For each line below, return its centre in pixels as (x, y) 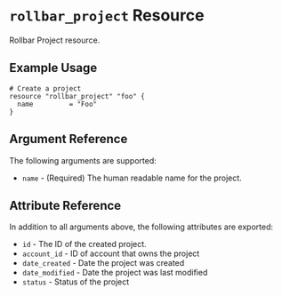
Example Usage (53, 68)
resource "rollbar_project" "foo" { (77, 96)
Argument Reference (68, 139)
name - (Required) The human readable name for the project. (132, 178)
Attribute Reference (65, 205)
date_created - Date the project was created (103, 263)
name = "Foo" (57, 104)
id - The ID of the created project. (84, 244)
